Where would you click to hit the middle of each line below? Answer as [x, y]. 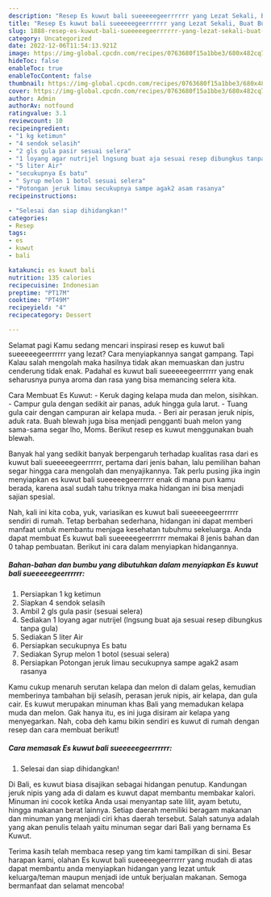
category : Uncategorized [50, 38]
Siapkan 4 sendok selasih [63, 602]
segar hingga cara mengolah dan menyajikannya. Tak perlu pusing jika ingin [134, 471]
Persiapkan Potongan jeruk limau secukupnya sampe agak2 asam [129, 662]
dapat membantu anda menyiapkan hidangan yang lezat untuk [112, 868]
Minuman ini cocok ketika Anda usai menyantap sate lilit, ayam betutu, [125, 801]
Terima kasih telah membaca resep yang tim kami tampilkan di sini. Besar [130, 851]
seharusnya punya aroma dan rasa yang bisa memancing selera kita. [122, 379]
